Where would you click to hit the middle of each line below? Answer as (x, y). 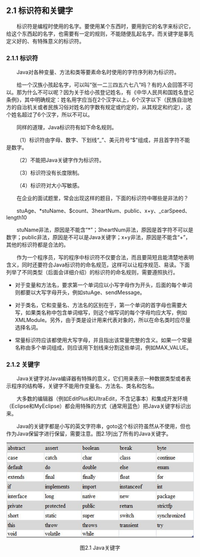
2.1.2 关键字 (23, 364)
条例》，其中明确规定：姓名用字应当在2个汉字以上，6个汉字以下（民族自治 (97, 100)
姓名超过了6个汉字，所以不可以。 (52, 115)
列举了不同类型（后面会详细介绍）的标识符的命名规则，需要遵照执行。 (92, 273)
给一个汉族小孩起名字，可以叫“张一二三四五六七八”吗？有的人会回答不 (103, 85)
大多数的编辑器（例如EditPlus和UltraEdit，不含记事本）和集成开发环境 (102, 399)
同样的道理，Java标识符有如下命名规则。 (67, 128)
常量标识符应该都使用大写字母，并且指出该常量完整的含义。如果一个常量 (103, 340)
